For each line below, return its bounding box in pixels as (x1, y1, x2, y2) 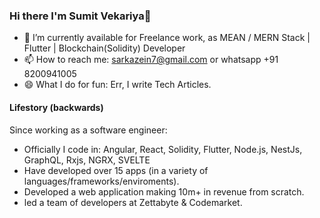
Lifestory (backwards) (9, 101, 104, 113)
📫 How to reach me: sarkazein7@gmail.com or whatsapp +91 (23, 54, 279, 66)
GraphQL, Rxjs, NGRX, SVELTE (23, 154, 151, 166)
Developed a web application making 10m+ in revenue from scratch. (23, 185, 305, 198)
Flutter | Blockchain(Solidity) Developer (23, 42, 186, 54)
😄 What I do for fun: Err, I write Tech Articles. (23, 79, 212, 91)
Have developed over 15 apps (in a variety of (23, 164, 209, 176)
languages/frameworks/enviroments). (23, 175, 180, 187)
